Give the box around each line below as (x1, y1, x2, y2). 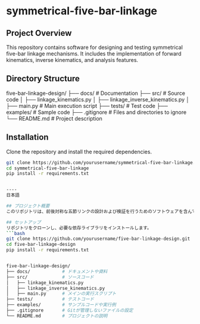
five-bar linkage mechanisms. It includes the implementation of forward (6, 50, 182, 57)
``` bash (6, 230, 26, 236)
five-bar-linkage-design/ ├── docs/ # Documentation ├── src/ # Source (6, 90, 186, 97)
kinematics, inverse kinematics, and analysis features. (6, 57, 139, 63)
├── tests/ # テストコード (6, 297, 95, 303)
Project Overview (6, 28, 72, 38)
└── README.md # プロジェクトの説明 (6, 313, 108, 319)
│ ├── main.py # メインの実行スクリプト (6, 291, 117, 297)
